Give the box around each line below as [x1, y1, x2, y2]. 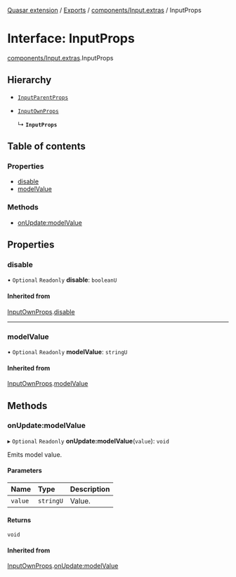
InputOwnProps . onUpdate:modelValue [7, 562, 119, 570]
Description [70, 484, 110, 494]
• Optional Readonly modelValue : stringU [7, 347, 128, 356]
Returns [7, 516, 32, 524]
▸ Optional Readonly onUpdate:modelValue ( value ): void [7, 436, 170, 445]
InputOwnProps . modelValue [7, 380, 88, 388]
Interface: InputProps [7, 31, 135, 46]
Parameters [7, 467, 42, 475]
